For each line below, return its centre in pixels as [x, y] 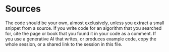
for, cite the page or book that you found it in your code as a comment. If [81, 33]
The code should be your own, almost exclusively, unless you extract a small [85, 23]
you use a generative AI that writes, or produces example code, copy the [81, 39]
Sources [23, 9]
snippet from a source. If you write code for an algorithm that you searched [83, 28]
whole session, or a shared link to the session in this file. [64, 44]
